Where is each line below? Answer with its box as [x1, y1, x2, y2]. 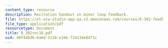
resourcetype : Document [5, 26, 55, 31]
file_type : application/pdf [5, 21, 64, 26]
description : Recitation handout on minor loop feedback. [5, 12, 128, 17]
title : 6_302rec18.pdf [5, 30, 52, 35]
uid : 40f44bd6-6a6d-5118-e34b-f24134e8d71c [5, 35, 97, 40]
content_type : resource [5, 7, 55, 12]
